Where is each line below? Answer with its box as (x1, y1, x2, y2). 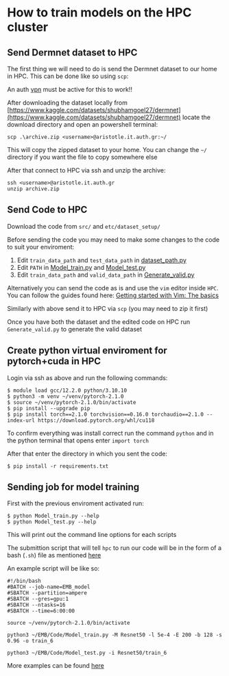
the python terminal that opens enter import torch (7, 436, 149, 445)
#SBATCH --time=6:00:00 (7, 608, 75, 614)
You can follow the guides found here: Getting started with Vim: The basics (7, 291, 219, 299)
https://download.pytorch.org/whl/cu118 (37, 416, 155, 424)
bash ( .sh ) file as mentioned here (7, 551, 101, 560)
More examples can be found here (7, 662, 104, 670)
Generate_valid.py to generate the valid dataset (7, 325, 143, 333)
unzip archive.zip (7, 186, 60, 192)
